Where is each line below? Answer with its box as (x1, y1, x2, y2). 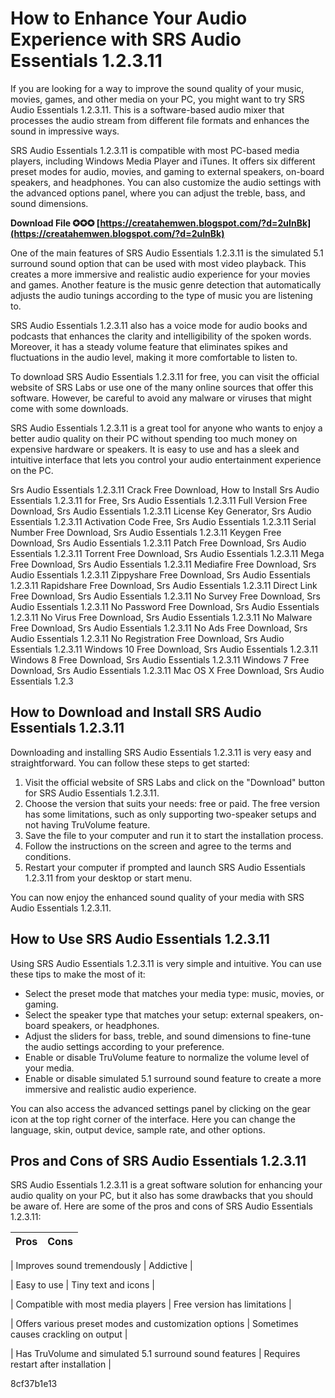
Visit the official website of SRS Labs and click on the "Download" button (24, 776, 326, 788)
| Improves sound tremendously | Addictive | (10, 1260, 193, 1272)
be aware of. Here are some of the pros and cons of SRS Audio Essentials (10, 1200, 313, 1212)
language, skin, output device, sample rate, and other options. (10, 1123, 266, 1136)
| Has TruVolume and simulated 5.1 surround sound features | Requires (10, 1348, 301, 1360)
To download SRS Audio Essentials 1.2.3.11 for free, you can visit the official (10, 370, 320, 382)
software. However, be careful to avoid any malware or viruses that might (10, 392, 312, 404)
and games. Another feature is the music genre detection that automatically (10, 278, 322, 291)
